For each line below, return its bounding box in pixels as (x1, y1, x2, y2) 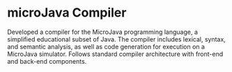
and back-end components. (7, 57, 87, 65)
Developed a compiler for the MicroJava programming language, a (7, 28, 199, 36)
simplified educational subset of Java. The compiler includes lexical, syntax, (7, 35, 226, 43)
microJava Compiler (7, 5, 127, 21)
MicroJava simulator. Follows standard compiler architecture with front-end (7, 50, 224, 58)
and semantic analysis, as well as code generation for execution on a (7, 42, 206, 51)
